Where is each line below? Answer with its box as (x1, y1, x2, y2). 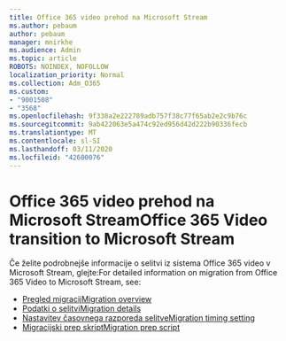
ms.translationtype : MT (9, 128, 97, 137)
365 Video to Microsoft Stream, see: (9, 276, 142, 288)
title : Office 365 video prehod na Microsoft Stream (9, 12, 208, 22)
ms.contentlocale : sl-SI (9, 136, 101, 145)
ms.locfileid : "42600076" (9, 152, 104, 162)
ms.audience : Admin (9, 46, 81, 55)
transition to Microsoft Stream (9, 229, 235, 249)
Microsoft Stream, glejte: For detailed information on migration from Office (9, 267, 278, 278)
